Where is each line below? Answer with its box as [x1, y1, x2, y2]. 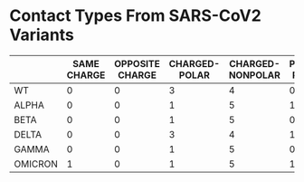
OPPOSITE [114, 57, 160, 70]
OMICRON [14, 158, 59, 170]
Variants [9, 24, 75, 45]
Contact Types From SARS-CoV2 [9, 5, 262, 26]
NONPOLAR [228, 69, 280, 81]
